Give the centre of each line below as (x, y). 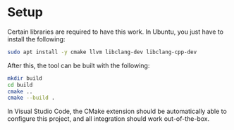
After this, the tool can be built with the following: (79, 65)
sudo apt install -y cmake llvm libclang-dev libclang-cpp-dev (102, 52)
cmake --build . (31, 98)
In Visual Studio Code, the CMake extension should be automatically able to (117, 111)
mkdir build (25, 78)
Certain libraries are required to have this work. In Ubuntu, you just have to (116, 32)
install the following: (36, 39)
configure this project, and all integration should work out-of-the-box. (109, 119)
